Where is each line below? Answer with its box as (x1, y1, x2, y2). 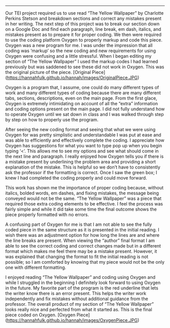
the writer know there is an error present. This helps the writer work (5, 291, 147, 296)
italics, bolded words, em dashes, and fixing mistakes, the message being (5, 190, 159, 196)
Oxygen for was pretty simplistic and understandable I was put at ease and (5, 132, 161, 138)
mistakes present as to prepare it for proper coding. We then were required (5, 31, 162, 37)
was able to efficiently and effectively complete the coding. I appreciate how (5, 137, 164, 143)
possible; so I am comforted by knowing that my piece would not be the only (5, 259, 165, 265)
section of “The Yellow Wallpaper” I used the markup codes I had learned (5, 59, 158, 64)
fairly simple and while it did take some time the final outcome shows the (5, 206, 157, 212)
